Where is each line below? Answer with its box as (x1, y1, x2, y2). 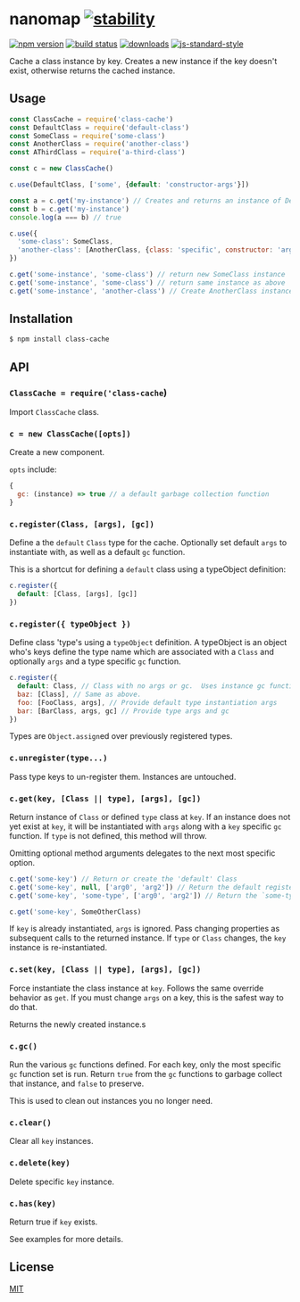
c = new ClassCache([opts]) (9, 428, 131, 439)
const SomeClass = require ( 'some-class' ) (9, 131, 166, 140)
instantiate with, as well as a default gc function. (9, 547, 186, 558)
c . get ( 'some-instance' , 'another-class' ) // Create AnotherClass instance (9, 286, 294, 295)
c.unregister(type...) (9, 753, 108, 763)
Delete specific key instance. (9, 1176, 114, 1187)
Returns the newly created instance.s (9, 1018, 146, 1030)
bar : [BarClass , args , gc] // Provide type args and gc (17, 706, 229, 716)
